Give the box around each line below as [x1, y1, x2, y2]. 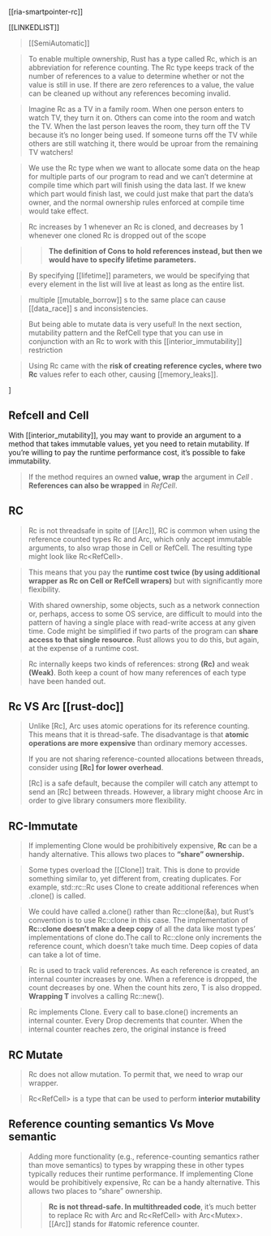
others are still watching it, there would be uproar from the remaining [28, 139, 259, 149]
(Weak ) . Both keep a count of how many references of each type [28, 667, 247, 677]
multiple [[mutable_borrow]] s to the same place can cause [28, 295, 226, 304]
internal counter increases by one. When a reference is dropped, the [28, 974, 257, 984]
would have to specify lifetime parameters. [48, 255, 197, 265]
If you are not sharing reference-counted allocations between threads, [28, 754, 264, 764]
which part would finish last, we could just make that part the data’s [28, 189, 254, 198]
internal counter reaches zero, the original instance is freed [28, 1024, 227, 1034]
